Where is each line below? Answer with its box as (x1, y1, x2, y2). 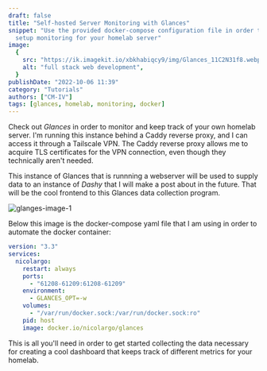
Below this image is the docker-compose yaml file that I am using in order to (8, 219, 257, 229)
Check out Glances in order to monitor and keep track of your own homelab (8, 122, 256, 132)
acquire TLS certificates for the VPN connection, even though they (8, 148, 226, 157)
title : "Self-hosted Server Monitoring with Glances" (8, 19, 191, 27)
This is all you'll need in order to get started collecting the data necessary (8, 338, 249, 348)
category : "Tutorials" (8, 85, 83, 94)
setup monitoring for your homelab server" (15, 33, 161, 42)
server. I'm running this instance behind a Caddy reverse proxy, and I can (8, 130, 248, 140)
